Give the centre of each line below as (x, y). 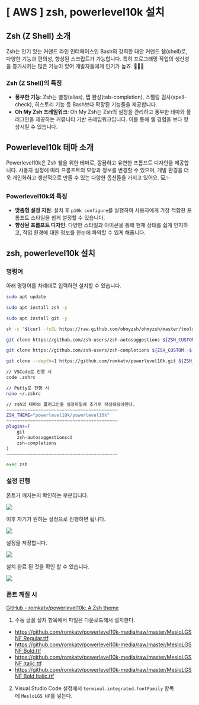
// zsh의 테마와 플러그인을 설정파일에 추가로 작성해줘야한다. (71, 404)
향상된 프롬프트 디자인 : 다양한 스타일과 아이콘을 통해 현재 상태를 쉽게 (94, 225)
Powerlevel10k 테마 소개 (50, 147)
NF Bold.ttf (28, 650)
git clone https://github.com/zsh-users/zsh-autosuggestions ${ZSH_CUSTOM (100, 340)
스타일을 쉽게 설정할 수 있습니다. (68, 218)
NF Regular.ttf (32, 638)
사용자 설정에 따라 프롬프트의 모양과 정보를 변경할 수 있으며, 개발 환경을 (101, 170)
